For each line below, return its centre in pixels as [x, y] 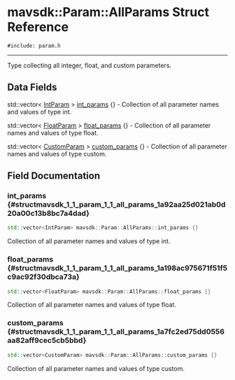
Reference [38, 27]
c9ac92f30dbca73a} [44, 277]
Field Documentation [54, 176]
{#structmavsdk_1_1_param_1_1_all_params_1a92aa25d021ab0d [116, 205]
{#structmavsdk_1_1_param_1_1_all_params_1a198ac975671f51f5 [117, 269]
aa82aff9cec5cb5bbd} [47, 341]
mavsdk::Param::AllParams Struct [108, 12]
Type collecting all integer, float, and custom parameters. [90, 65]
